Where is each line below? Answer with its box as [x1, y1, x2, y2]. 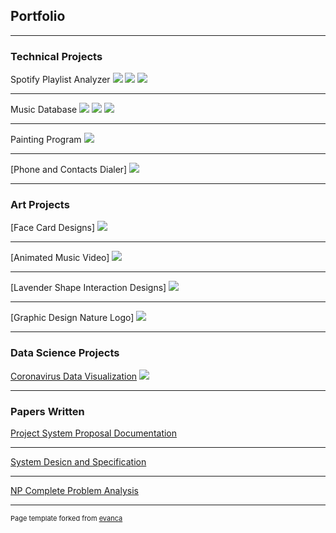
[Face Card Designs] [10, 222, 96, 234]
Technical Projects [10, 49, 103, 63]
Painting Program [10, 134, 82, 146]
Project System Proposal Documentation [10, 427, 178, 439]
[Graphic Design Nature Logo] [10, 312, 135, 324]
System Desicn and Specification [10, 456, 147, 468]
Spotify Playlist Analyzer [10, 74, 111, 86]
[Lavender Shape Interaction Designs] [10, 282, 167, 294]
